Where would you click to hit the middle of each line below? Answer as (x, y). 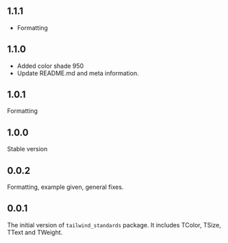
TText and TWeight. (35, 232)
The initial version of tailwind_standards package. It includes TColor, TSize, (114, 225)
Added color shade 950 (50, 66)
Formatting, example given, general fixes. (65, 187)
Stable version (27, 149)
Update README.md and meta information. (78, 73)
